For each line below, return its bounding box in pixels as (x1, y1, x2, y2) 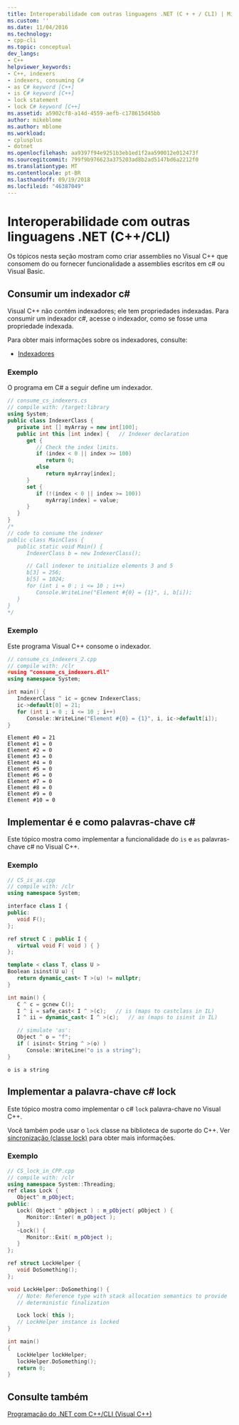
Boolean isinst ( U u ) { (7, 968, 75, 975)
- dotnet (7, 143, 33, 150)
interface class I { (7, 903, 69, 910)
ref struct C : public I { (7, 935, 87, 943)
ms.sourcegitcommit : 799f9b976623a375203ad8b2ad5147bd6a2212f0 (7, 156, 199, 164)
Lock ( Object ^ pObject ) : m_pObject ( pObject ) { (16, 1207, 174, 1215)
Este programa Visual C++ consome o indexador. (7, 642, 152, 651)
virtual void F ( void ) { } (16, 942, 100, 949)
